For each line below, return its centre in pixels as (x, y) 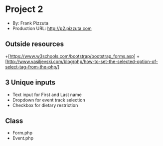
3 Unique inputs (30, 83)
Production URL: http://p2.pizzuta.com (52, 28)
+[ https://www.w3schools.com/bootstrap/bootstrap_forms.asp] (70, 56)
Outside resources (34, 44)
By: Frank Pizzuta (30, 23)
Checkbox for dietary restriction (45, 105)
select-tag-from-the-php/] (32, 66)
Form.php (22, 133)
